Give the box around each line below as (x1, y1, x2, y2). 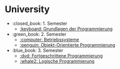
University (5, 4, 50, 15)
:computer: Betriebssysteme (19, 37, 79, 43)
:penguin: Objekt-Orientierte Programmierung (19, 42, 115, 48)
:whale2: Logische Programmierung (19, 58, 95, 64)
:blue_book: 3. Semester (12, 47, 64, 53)
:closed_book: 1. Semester (12, 20, 68, 26)
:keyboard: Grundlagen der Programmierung (19, 25, 113, 31)
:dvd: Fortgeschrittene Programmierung (19, 52, 103, 59)
